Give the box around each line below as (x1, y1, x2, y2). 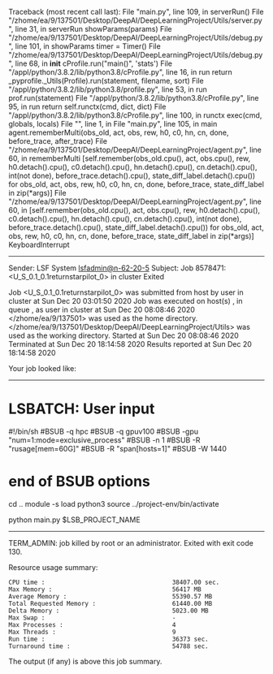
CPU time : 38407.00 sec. (8, 578, 220, 586)
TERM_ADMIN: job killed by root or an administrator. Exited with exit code (8, 538, 253, 547)
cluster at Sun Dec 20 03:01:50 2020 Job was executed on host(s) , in (8, 296, 243, 305)
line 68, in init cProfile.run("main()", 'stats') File (15, 58, 173, 68)
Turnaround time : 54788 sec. (8, 642, 209, 650)
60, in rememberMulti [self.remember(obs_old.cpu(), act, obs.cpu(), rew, (8, 153, 250, 163)
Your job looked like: (8, 364, 77, 373)
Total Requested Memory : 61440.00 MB (8, 599, 213, 607)
